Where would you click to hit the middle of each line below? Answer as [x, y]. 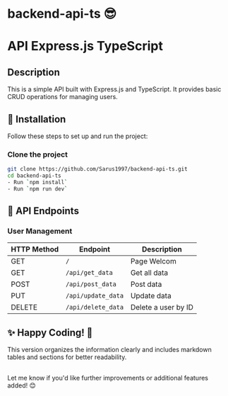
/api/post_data [91, 284]
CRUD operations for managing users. [62, 97]
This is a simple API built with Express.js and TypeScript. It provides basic [114, 89]
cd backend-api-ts [34, 176]
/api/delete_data [95, 307]
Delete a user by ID [162, 307]
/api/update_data [95, 296]
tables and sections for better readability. [67, 357]
